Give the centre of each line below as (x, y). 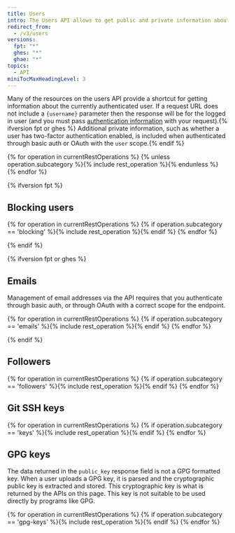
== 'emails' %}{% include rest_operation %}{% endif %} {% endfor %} (109, 326)
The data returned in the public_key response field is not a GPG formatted (114, 471)
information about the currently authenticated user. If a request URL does (113, 106)
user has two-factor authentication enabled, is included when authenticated (116, 136)
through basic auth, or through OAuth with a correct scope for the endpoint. (116, 305)
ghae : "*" (28, 60)
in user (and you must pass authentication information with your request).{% (117, 121)
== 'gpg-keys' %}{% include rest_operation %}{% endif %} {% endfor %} (114, 522)
